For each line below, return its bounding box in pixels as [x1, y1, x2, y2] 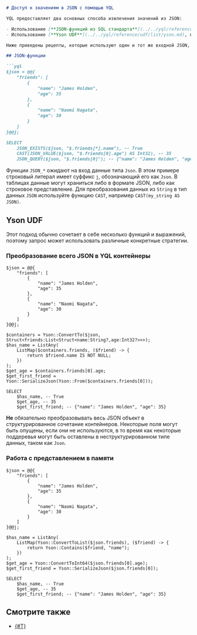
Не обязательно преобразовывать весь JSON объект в [6, 414, 145, 421]
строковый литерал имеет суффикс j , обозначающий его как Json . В [6, 173, 178, 180]
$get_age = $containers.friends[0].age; [6, 368, 107, 374]
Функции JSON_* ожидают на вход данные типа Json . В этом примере [6, 167, 179, 174]
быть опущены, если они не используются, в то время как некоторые [6, 427, 181, 434]
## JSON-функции [6, 53, 46, 59]
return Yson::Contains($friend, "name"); [27, 544, 130, 551]
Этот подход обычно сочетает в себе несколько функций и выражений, [6, 231, 186, 238]
